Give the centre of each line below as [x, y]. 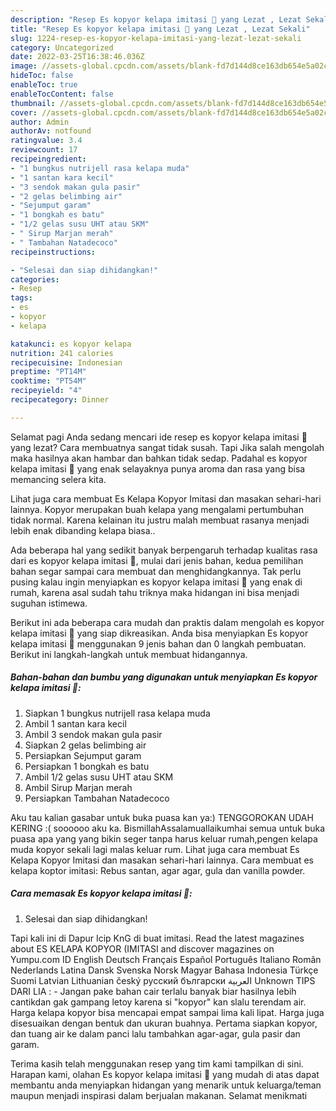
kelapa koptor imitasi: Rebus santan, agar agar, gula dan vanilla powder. [158, 870]
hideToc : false [42, 76]
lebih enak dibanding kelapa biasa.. [83, 530]
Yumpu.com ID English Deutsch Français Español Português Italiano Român [166, 959]
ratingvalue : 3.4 [46, 141]
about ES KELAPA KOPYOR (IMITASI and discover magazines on [142, 948]
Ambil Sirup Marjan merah [78, 787]
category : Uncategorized [62, 47]
